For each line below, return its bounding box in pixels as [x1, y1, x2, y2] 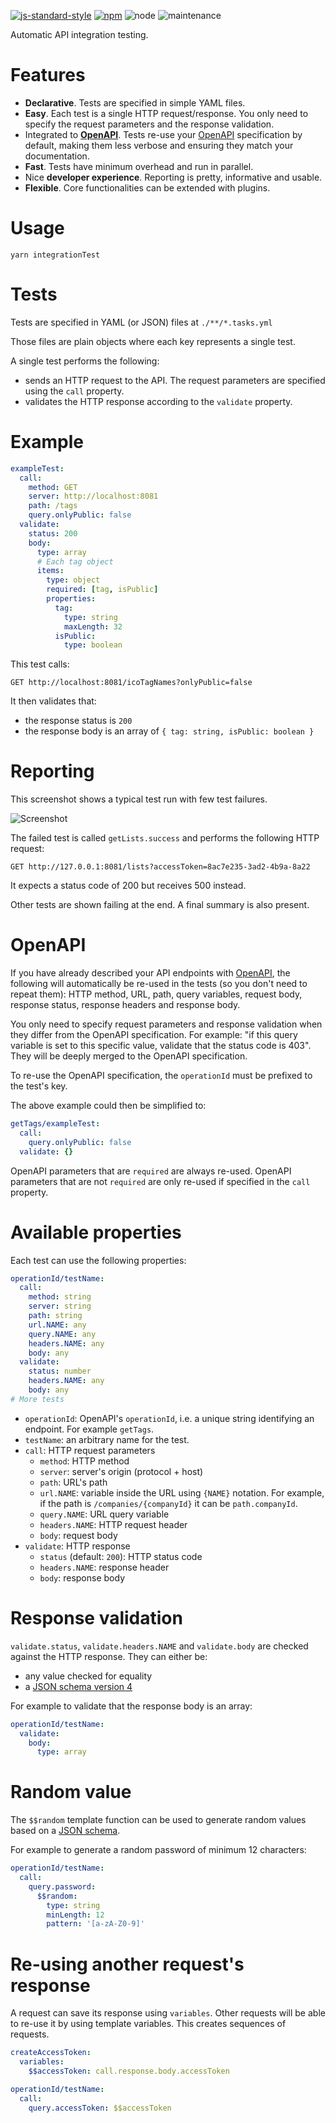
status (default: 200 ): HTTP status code [39, 1550, 203, 1562]
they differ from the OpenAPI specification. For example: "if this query [10, 1029, 298, 1041]
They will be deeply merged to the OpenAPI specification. [10, 1050, 248, 1062]
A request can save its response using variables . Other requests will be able [10, 2007, 326, 2019]
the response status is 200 [24, 715, 133, 727]
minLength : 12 [46, 1910, 105, 1920]
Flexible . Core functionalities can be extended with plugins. [24, 181, 271, 194]
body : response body [39, 1571, 125, 1584]
